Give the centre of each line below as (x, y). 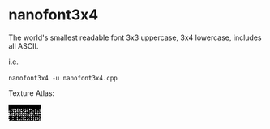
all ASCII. (24, 45)
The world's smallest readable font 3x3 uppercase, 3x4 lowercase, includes (135, 37)
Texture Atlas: (32, 93)
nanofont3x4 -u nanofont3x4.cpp (63, 78)
